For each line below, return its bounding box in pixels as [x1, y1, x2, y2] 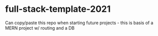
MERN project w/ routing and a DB [5, 25, 75, 31]
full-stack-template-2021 [5, 3, 111, 15]
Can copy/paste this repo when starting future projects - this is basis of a [5, 20, 154, 26]
